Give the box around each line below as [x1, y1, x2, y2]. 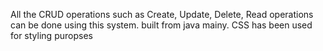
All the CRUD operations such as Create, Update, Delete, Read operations [10, 9, 314, 20]
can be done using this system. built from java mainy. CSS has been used [10, 19, 313, 31]
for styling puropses [10, 30, 93, 41]
